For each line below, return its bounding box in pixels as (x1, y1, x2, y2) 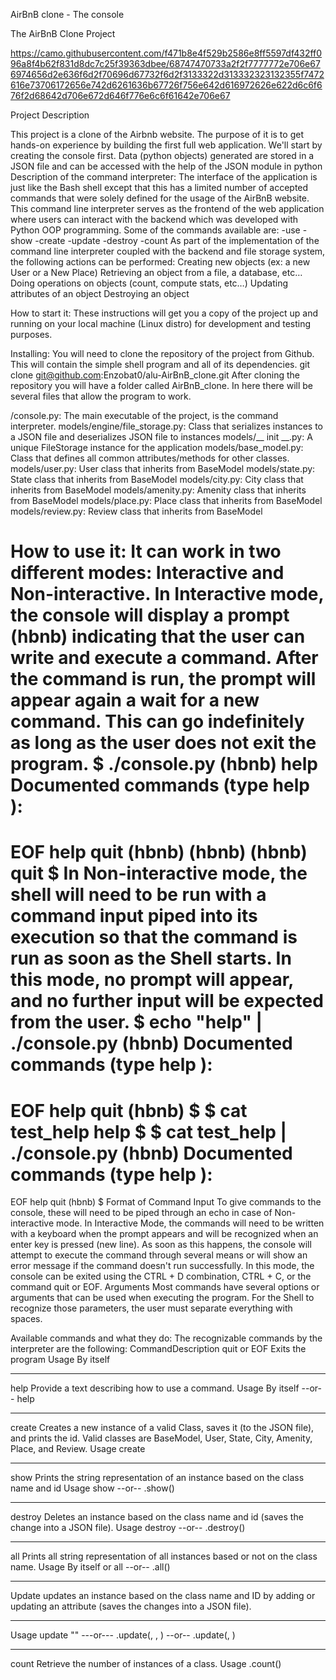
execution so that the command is (10, 926, 298, 949)
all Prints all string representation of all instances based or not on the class (10, 1550, 318, 1563)
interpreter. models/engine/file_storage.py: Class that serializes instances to (10, 420, 323, 432)
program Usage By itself (10, 1354, 111, 1366)
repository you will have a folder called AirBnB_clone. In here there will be (10, 380, 314, 391)
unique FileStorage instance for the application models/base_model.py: (10, 442, 304, 453)
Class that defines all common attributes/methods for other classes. (10, 452, 290, 464)
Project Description (10, 109, 90, 121)
